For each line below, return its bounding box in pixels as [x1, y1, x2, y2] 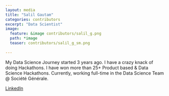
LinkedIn [5, 85, 23, 91]
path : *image [10, 36, 38, 41]
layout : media [5, 7, 36, 13]
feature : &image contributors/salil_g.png [10, 31, 102, 36]
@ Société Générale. [5, 75, 49, 81]
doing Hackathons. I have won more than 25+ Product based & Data [5, 65, 149, 71]
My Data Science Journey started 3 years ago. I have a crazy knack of [5, 59, 154, 65]
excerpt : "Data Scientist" [5, 21, 63, 27]
